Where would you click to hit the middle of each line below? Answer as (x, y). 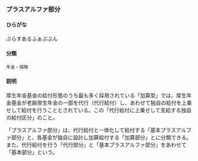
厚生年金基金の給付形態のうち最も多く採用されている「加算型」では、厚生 (96, 95)
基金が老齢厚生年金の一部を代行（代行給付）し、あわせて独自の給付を (96, 103)
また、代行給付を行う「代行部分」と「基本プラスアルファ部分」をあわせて (96, 144)
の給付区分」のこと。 (32, 117)
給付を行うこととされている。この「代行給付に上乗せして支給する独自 (106, 110)
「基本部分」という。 (32, 152)
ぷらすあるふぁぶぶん (32, 39)
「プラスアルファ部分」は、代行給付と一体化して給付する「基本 (83, 130)
